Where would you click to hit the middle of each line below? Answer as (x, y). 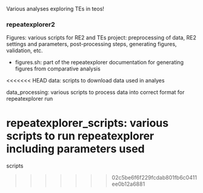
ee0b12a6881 (128, 184)
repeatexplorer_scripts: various (87, 123)
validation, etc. (25, 50)
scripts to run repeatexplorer (80, 136)
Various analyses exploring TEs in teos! (55, 9)
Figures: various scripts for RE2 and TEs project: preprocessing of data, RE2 (101, 38)
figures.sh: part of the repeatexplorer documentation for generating (99, 63)
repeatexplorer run (30, 99)
